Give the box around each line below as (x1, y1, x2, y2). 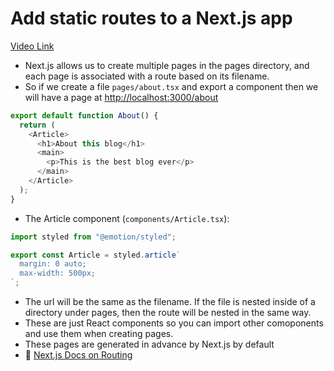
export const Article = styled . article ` (10, 250, 182, 260)
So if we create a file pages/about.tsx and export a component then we (24, 80, 319, 92)
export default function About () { (10, 110, 159, 121)
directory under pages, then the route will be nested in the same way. (24, 307, 312, 319)
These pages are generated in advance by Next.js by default (24, 338, 275, 351)
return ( (19, 120, 56, 130)
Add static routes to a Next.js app (10, 7, 293, 30)
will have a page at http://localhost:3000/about (24, 91, 219, 103)
